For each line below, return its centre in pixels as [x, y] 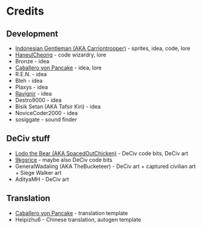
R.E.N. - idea [31, 74]
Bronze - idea [32, 61]
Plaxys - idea [32, 87]
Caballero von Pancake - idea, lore [58, 68]
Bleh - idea [29, 81]
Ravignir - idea [33, 93]
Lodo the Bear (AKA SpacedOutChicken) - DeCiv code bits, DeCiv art [102, 153]
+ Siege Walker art [38, 172]
